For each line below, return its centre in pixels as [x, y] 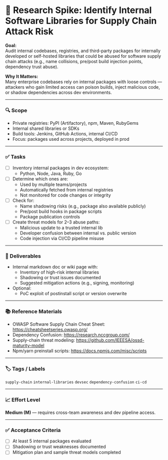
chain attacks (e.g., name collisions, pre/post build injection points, [74, 61]
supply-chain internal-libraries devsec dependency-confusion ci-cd [76, 382]
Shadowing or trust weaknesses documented [59, 447]
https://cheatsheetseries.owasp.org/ [50, 330]
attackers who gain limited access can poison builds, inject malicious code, [82, 87]
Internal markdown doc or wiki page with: [55, 267]
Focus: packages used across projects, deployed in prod [71, 139]
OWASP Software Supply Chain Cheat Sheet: [59, 324]
